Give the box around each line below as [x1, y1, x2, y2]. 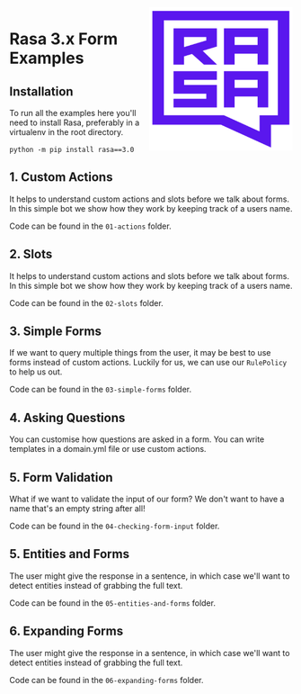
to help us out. [9, 366, 63, 377]
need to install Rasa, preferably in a [9, 117, 140, 128]
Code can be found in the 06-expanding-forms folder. [9, 674, 204, 685]
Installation [9, 84, 74, 99]
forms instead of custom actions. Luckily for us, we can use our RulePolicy [9, 357, 288, 368]
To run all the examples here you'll [9, 108, 137, 118]
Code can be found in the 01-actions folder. [9, 221, 173, 231]
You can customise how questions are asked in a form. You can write [9, 434, 265, 445]
